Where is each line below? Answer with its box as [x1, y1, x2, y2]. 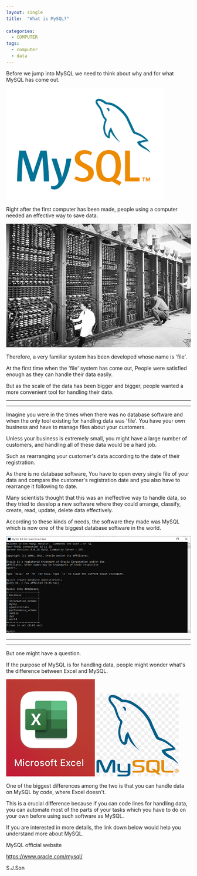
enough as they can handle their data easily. [6, 371, 113, 378]
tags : [6, 41, 19, 47]
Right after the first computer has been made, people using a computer [6, 205, 178, 213]
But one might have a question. [6, 650, 81, 657]
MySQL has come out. [6, 76, 60, 83]
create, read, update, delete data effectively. [6, 506, 113, 513]
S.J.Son [6, 864, 25, 871]
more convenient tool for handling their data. [6, 389, 114, 396]
